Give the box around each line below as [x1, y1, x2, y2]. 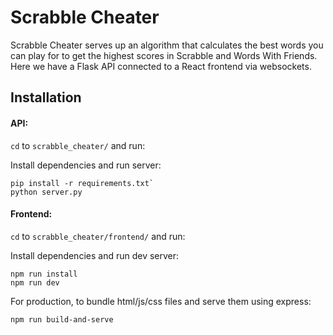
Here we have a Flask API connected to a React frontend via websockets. [10, 60, 312, 72]
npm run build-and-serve [10, 314, 114, 325]
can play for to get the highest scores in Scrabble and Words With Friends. [10, 49, 318, 61]
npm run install [10, 269, 78, 279]
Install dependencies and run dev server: [10, 249, 180, 261]
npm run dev [10, 277, 60, 288]
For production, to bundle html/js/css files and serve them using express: [10, 295, 312, 307]
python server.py [10, 187, 83, 197]
